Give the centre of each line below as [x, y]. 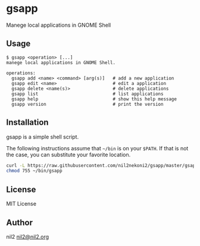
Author [19, 223]
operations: [21, 73]
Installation [27, 123]
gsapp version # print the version [87, 104]
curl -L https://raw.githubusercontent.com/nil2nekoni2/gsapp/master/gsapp [102, 165]
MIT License [21, 204]
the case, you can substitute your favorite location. [68, 154]
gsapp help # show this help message [94, 99]
